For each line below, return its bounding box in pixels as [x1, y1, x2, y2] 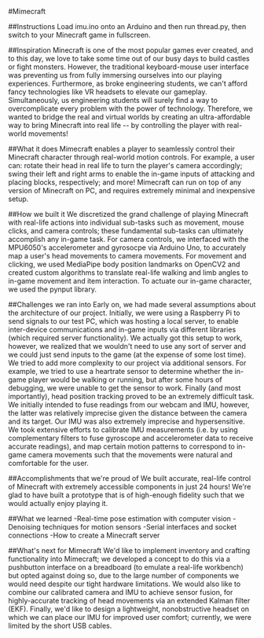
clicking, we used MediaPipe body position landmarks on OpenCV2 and [8, 259, 240, 269]
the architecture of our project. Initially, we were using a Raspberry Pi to [8, 308, 240, 317]
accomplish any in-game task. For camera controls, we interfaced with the [8, 235, 249, 244]
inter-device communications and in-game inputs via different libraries [8, 325, 236, 334]
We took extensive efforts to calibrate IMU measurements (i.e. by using [8, 425, 238, 434]
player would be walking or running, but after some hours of [27, 375, 222, 384]
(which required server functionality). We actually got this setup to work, [8, 333, 243, 343]
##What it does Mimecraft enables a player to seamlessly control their [8, 145, 236, 153]
